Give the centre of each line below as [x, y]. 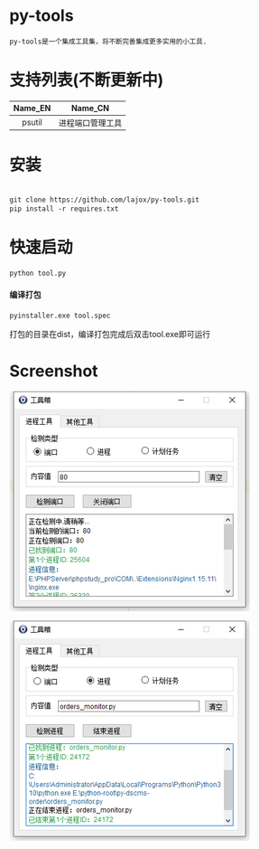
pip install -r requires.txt [64, 209]
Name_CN [90, 108]
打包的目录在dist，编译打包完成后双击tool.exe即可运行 [110, 334]
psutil [32, 122]
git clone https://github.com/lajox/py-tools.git [105, 200]
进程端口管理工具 [90, 122]
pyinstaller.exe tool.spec [60, 316]
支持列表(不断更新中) [87, 80]
